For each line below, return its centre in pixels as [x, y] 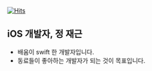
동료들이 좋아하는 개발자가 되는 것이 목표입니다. [81, 60]
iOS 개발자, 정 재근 [45, 34]
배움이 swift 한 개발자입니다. [56, 52]
